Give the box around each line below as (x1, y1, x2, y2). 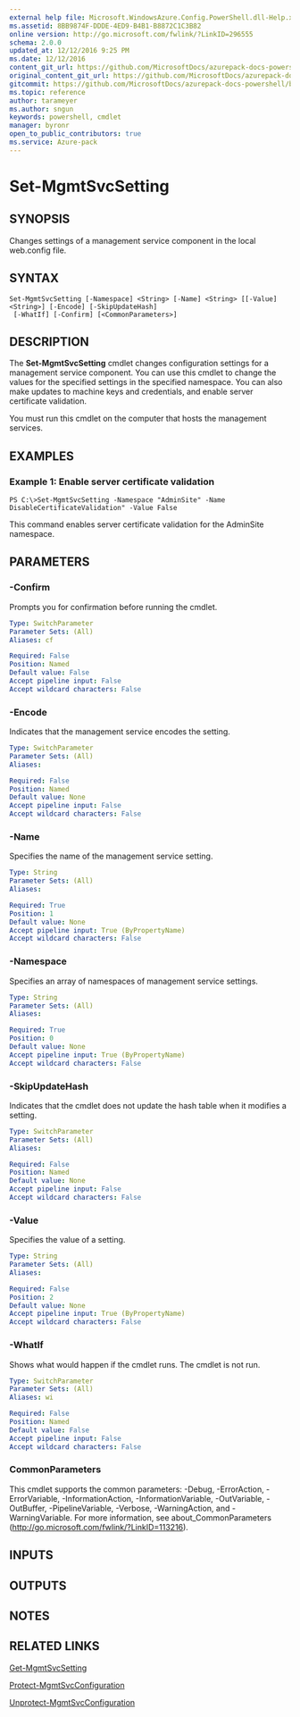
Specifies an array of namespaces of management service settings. (9, 976, 259, 986)
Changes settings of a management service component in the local (9, 235, 256, 246)
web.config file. (9, 245, 67, 255)
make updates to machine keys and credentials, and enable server (9, 386, 254, 398)
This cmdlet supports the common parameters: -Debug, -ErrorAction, (9, 1484, 265, 1495)
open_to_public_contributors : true (9, 130, 142, 138)
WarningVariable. (9, 1512, 73, 1523)
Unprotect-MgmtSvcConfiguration (9, 1696, 136, 1707)
